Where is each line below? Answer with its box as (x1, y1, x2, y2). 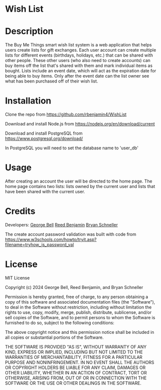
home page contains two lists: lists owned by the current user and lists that (5, 184, 155, 189)
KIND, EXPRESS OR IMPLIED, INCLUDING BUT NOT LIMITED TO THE (5, 349, 143, 355)
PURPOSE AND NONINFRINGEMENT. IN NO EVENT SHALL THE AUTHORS (5, 359, 155, 365)
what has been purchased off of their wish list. (5, 78, 98, 84)
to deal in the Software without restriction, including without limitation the (5, 304, 152, 310)
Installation (5, 95, 52, 106)
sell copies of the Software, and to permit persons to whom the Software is (5, 314, 156, 320)
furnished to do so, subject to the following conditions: (5, 320, 114, 326)
